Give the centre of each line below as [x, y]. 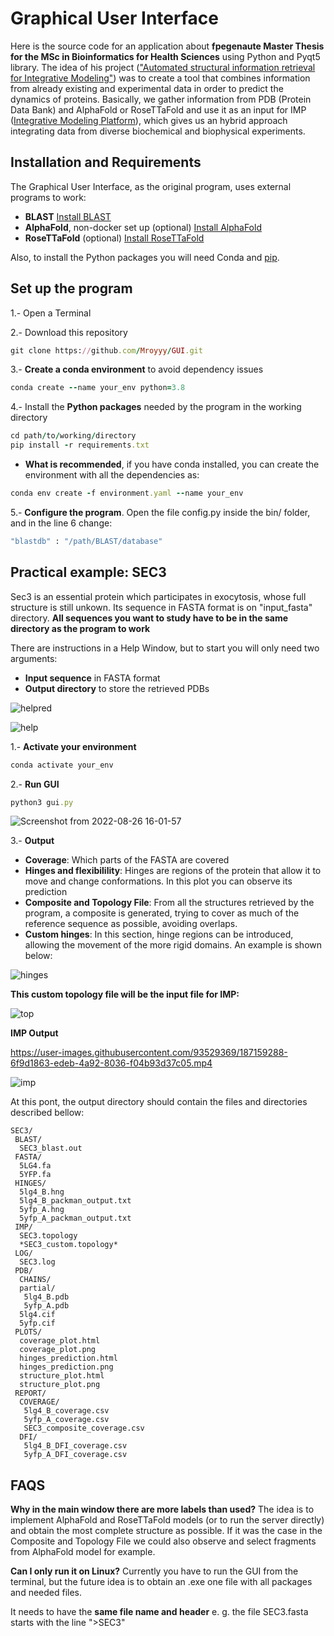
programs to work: [48, 197]
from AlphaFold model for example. [83, 1552]
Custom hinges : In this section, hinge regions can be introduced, [159, 934]
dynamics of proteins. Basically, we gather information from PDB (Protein [161, 99]
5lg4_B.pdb [46, 1297]
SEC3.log [37, 1262]
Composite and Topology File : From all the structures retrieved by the [169, 903]
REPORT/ [30, 1393]
